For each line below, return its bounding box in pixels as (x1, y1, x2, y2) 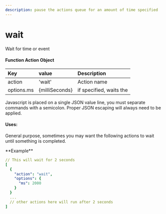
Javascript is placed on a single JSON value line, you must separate (5, 99, 145, 105)
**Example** (5, 148, 34, 154)
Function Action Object (5, 57, 54, 63)
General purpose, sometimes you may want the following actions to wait (5, 133, 154, 139)
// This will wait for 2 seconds (5, 157, 75, 162)
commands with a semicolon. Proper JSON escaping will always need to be (5, 104, 161, 111)
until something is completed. (5, 138, 66, 144)
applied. (5, 110, 22, 116)
